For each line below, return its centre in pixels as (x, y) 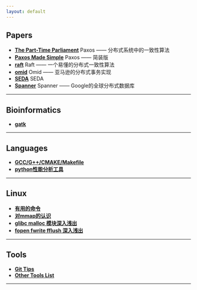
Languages (27, 148)
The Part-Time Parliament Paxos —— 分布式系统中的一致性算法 (92, 50)
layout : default (26, 11)
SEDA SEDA (29, 79)
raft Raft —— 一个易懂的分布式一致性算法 (64, 65)
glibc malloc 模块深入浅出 (46, 223)
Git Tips (24, 269)
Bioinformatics (34, 110)
